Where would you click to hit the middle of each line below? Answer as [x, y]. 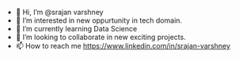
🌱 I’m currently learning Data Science [76, 29]
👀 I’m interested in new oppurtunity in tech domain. [99, 20]
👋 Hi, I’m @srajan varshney [60, 12]
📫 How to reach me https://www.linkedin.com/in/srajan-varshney [123, 46]
